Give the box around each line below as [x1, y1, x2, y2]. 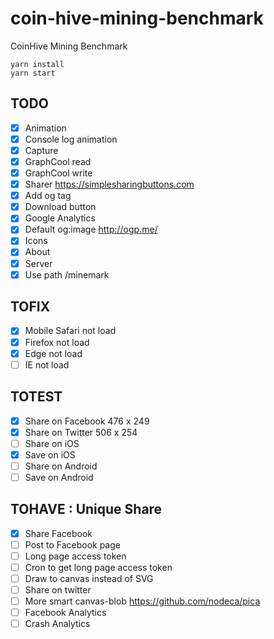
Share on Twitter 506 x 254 [24, 426, 138, 438]
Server [24, 257, 53, 269]
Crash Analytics [24, 618, 91, 630]
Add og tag [24, 190, 72, 202]
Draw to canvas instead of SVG [24, 572, 154, 584]
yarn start [10, 68, 56, 78]
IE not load [24, 358, 70, 371]
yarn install [10, 59, 65, 69]
